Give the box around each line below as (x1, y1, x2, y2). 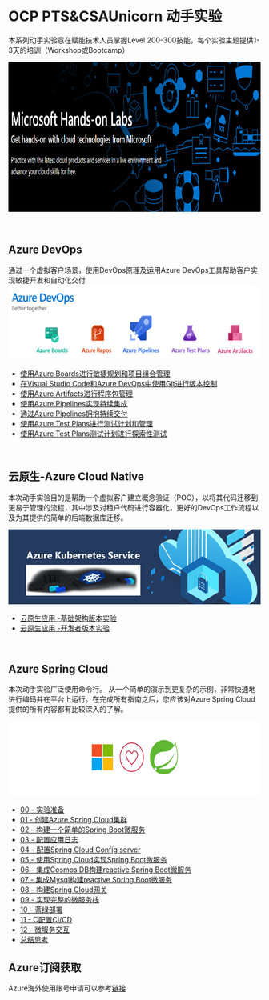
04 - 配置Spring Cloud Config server (19, 845, 141, 854)
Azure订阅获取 (8, 961, 82, 974)
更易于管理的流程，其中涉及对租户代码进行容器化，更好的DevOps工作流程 (8, 502, 252, 512)
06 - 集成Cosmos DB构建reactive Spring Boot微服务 (19, 865, 192, 874)
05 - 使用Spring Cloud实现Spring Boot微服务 (19, 855, 167, 865)
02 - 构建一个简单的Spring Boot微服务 (19, 825, 146, 834)
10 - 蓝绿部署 (19, 905, 63, 914)
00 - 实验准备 (19, 805, 65, 814)
